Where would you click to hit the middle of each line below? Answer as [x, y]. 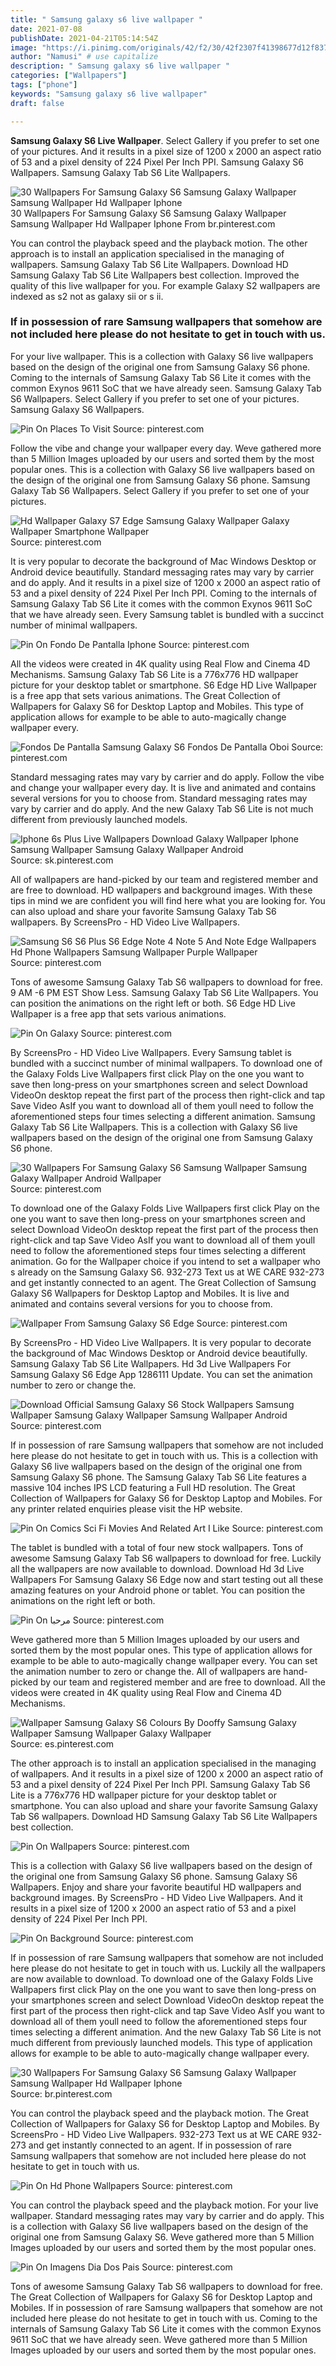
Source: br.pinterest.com [61, 2093]
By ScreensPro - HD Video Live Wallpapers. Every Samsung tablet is [151, 1052]
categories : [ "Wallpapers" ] [69, 76]
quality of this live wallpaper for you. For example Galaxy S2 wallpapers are [165, 285]
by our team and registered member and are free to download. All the [183, 1682]
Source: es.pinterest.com [62, 1743]
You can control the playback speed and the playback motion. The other [159, 243]
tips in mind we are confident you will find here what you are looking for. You [168, 900]
